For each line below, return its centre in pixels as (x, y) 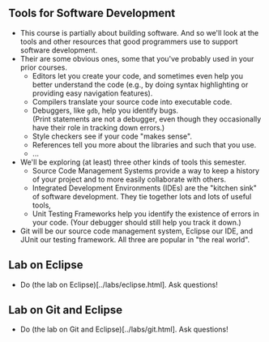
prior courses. (43, 67)
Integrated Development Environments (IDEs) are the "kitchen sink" (145, 188)
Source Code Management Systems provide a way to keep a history (146, 170)
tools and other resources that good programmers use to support (129, 41)
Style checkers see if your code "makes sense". (112, 136)
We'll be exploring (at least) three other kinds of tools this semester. (133, 162)
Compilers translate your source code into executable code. (132, 101)
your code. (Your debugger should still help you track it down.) (137, 222)
